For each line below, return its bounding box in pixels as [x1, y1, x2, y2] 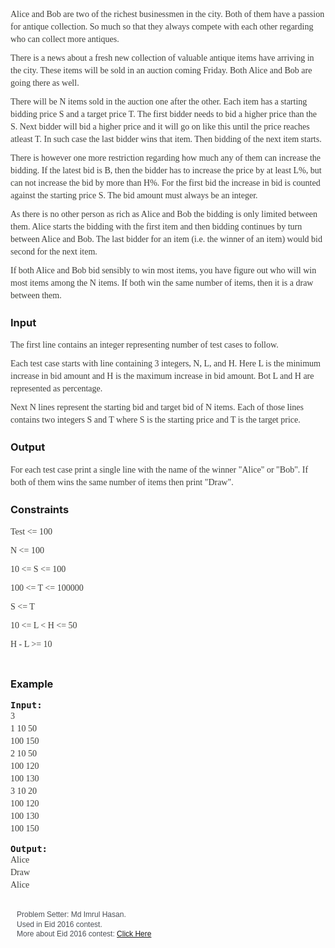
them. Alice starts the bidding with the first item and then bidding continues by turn [10, 222, 303, 232]
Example [10, 677, 54, 691]
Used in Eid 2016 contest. [16, 919, 103, 929]
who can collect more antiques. [10, 34, 120, 44]
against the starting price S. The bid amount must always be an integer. [10, 190, 258, 201]
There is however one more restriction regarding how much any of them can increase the [10, 153, 322, 163]
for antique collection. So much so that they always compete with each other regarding [10, 22, 314, 32]
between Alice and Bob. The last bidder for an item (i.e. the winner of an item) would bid [10, 234, 323, 244]
